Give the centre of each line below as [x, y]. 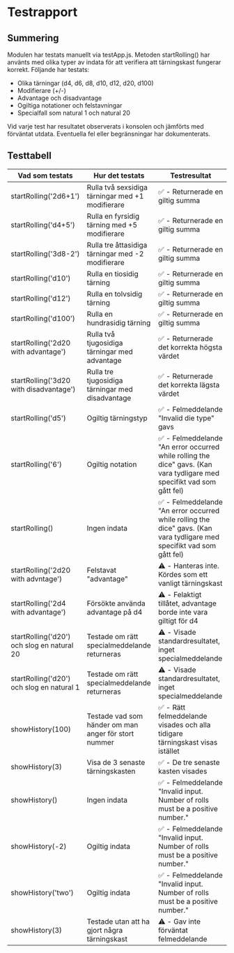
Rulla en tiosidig [113, 273]
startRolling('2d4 [38, 603]
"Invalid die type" [186, 418]
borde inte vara [183, 612]
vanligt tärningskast [190, 583]
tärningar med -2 [115, 254]
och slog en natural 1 [45, 687]
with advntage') [37, 579]
